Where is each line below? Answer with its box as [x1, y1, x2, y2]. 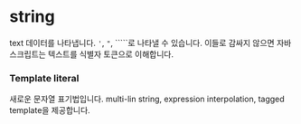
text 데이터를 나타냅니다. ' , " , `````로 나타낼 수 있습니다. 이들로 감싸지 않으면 [9, 37, 275, 48]
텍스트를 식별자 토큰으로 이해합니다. [48, 48, 174, 60]
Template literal [9, 72, 80, 84]
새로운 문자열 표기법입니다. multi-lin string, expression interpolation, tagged [9, 93, 285, 105]
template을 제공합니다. [9, 105, 90, 116]
